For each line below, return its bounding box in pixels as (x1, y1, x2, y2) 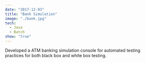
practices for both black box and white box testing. (5, 52, 107, 58)
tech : (5, 20, 16, 26)
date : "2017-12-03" (5, 7, 45, 12)
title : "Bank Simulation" (5, 12, 57, 16)
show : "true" (5, 34, 32, 39)
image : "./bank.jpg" (5, 16, 47, 21)
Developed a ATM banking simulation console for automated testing (5, 47, 141, 53)
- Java (9, 25, 23, 30)
